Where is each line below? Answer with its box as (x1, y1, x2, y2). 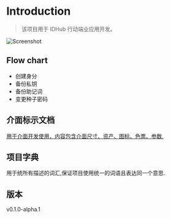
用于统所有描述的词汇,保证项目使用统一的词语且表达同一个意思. (6, 170, 165, 177)
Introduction (6, 4, 71, 18)
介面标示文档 (6, 115, 55, 126)
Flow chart (6, 55, 48, 66)
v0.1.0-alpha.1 (6, 206, 41, 213)
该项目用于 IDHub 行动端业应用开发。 (21, 25, 116, 32)
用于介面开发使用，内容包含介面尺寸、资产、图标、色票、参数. (6, 132, 164, 140)
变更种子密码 (15, 95, 48, 102)
